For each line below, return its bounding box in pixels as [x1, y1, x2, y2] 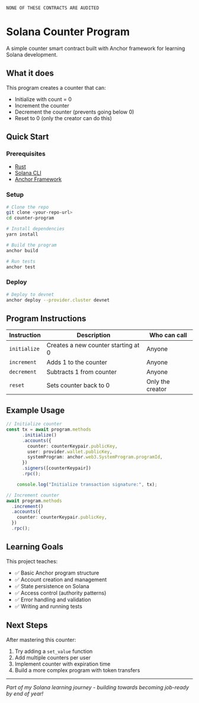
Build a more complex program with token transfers [14, 666, 140, 674]
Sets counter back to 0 [46, 381, 110, 390]
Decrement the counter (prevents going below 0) [14, 108, 134, 115]
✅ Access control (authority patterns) [14, 589, 107, 597]
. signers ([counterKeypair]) [21, 465, 92, 472]
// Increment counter [6, 492, 60, 498]
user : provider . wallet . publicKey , [27, 448, 113, 454]
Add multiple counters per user [14, 654, 91, 661]
